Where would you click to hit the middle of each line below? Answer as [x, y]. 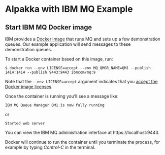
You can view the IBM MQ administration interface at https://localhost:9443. [82, 132]
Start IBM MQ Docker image [49, 27]
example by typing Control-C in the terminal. [50, 147]
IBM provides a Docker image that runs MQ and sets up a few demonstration [83, 39]
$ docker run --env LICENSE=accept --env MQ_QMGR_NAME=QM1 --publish [78, 68]
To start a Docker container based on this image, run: [59, 59]
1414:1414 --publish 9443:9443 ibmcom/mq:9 [50, 72]
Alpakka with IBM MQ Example [69, 9]
